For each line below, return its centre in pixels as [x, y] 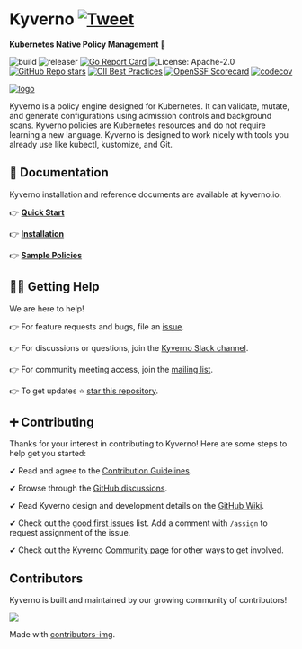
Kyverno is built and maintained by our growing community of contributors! [148, 600]
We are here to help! [47, 308]
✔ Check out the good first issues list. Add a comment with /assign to [138, 523]
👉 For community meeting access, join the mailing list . [111, 369]
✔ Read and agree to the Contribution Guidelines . [101, 471]
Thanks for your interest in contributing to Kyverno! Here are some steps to [148, 444]
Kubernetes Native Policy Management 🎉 [88, 44]
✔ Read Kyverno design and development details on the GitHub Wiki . [137, 506]
